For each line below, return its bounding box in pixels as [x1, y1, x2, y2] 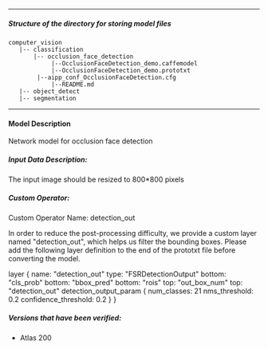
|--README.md [50, 80, 94, 88]
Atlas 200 [19, 333, 52, 343]
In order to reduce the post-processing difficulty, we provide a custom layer [8, 229, 258, 238]
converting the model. [8, 254, 81, 264]
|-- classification [18, 45, 84, 53]
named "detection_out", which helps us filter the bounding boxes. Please [8, 237, 247, 247]
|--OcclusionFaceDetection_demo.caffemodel [50, 59, 198, 68]
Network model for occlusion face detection [8, 136, 153, 146]
